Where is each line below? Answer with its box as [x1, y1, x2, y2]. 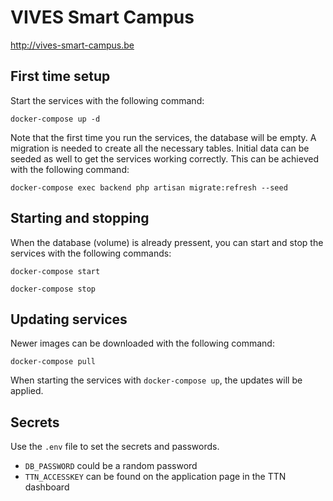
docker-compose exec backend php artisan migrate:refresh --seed [10, 182, 288, 193]
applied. [10, 385, 44, 397]
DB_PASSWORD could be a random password [24, 460, 198, 472]
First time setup [10, 68, 111, 85]
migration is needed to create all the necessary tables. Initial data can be [10, 142, 310, 154]
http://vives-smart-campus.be [10, 39, 135, 51]
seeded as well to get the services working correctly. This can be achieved [10, 152, 319, 165]
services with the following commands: [10, 247, 172, 259]
